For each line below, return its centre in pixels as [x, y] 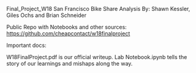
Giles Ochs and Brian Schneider [47, 15]
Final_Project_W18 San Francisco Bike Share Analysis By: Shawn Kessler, [98, 9]
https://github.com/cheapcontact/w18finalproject [68, 33]
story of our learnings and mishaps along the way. [70, 64]
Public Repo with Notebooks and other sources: [66, 27]
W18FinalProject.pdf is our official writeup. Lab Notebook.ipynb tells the [97, 57]
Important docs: [27, 45]
